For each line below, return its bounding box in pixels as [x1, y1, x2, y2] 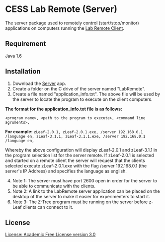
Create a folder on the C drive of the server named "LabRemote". [12, 85, 146, 91]
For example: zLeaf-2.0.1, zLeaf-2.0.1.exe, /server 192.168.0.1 [5, 128, 143, 135]
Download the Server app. [12, 81, 66, 86]
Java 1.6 [5, 53, 22, 59]
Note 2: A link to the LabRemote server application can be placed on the [12, 188, 160, 194]
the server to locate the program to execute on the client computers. [12, 96, 153, 102]
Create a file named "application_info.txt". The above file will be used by [12, 91, 161, 97]
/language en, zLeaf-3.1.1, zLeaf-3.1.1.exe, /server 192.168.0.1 [5, 134, 146, 139]
